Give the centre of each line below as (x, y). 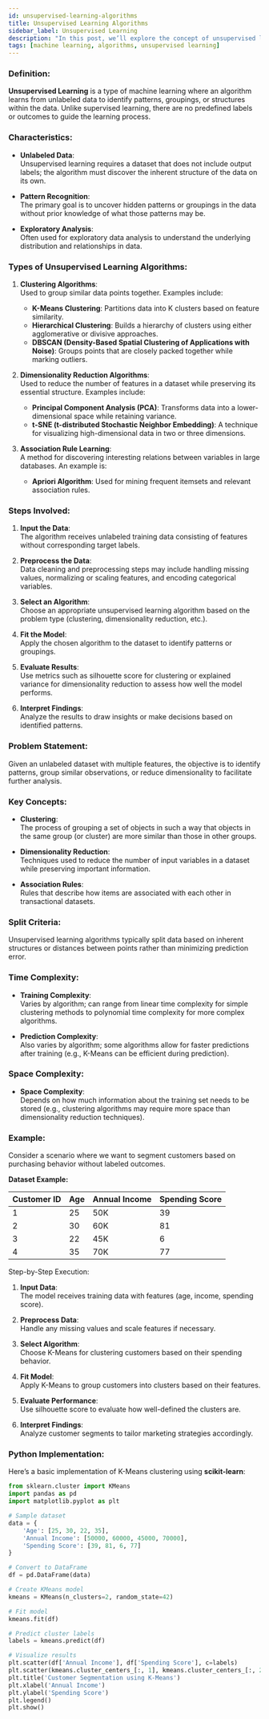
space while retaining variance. (125, 416)
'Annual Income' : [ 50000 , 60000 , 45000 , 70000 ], (105, 1538)
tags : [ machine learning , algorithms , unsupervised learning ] (114, 46)
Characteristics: (40, 137)
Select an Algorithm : (55, 602)
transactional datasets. (58, 901)
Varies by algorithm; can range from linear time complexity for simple (134, 1004)
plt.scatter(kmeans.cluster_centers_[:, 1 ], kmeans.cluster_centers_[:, (132, 1671)
